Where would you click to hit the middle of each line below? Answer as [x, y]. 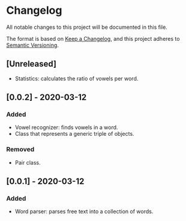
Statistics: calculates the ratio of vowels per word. [76, 78]
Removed [20, 150]
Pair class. [28, 162]
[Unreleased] [31, 64]
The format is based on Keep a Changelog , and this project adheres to [93, 38]
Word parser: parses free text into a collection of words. [84, 211]
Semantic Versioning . [32, 45]
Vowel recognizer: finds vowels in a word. [66, 127]
